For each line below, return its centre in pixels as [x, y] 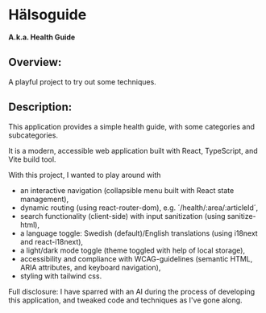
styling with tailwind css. [61, 276]
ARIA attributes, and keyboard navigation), [90, 267]
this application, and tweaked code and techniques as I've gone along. [126, 300]
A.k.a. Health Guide [42, 37]
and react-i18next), [51, 241]
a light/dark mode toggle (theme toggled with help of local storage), [133, 250]
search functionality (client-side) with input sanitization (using [123, 216]
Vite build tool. [32, 159]
